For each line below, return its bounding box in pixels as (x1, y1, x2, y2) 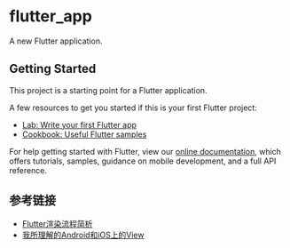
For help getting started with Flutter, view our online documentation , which (9, 146, 282, 156)
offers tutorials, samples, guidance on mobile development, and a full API (9, 156, 277, 166)
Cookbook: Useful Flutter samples (21, 129, 147, 140)
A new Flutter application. (9, 36, 103, 46)
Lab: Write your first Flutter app (21, 119, 137, 130)
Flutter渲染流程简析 (21, 218, 93, 228)
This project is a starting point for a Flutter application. (9, 84, 208, 95)
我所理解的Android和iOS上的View (21, 229, 145, 240)
